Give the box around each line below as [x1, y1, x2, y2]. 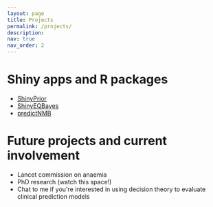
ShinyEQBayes [16, 101, 59, 110]
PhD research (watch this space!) [16, 177, 112, 186]
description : [7, 29, 45, 36]
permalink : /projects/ [7, 23, 72, 30]
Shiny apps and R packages [7, 72, 168, 87]
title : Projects [7, 17, 54, 23]
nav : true [7, 36, 36, 43]
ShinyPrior [16, 94, 47, 102]
